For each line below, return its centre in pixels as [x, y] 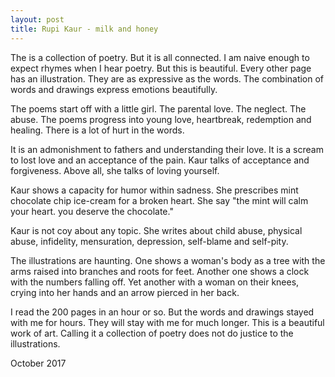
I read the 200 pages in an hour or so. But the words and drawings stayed [162, 312]
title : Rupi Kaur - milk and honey [84, 29]
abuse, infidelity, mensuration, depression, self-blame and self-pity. [149, 241]
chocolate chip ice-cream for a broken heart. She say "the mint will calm [159, 200]
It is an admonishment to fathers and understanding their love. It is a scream [167, 149]
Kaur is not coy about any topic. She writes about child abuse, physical [156, 230]
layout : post [37, 19]
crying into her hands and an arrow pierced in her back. [125, 292]
